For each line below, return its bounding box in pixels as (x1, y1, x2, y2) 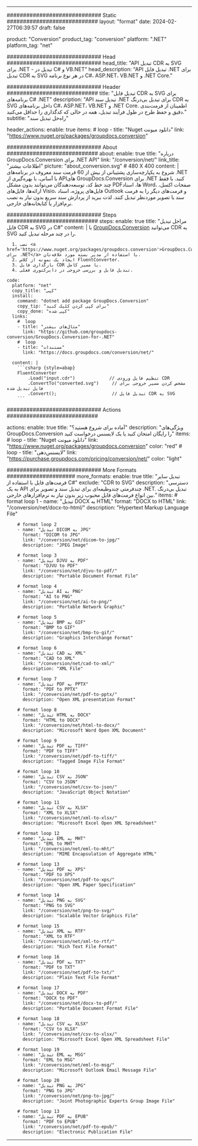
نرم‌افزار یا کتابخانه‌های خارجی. (6, 200, 73, 206)
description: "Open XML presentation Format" (22, 697, 136, 702)
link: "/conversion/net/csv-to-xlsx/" (22, 1031, 118, 1037)
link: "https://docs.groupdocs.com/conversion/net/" (22, 349, 155, 355)
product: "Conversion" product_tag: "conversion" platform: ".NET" (6, 36, 167, 42)
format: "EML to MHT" (22, 841, 76, 847)
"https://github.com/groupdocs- (38, 329, 118, 335)
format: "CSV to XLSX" (22, 1026, 78, 1032)
